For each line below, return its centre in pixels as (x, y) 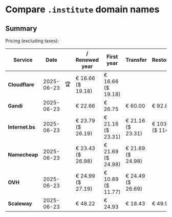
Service (23, 60)
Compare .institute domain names (82, 10)
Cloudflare (21, 85)
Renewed (87, 60)
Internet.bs (22, 127)
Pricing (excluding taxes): (32, 41)
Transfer (136, 60)
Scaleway (20, 203)
